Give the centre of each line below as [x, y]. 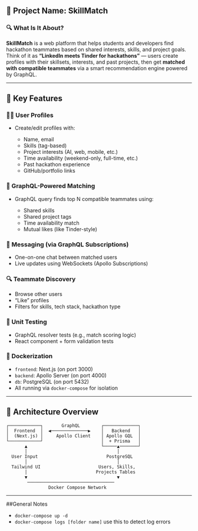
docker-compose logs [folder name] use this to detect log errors [93, 522]
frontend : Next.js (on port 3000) [54, 369]
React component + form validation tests [64, 341]
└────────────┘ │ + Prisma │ [74, 441]
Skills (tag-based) [45, 146]
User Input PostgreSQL [72, 456]
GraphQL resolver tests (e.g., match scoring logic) [75, 335]
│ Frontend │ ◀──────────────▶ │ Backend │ [74, 431]
